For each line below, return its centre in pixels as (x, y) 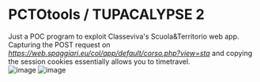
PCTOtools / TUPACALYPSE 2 (107, 15)
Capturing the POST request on (59, 44)
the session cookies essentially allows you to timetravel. (100, 61)
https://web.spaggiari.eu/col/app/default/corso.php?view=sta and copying (130, 53)
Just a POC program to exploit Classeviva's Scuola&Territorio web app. (124, 36)
